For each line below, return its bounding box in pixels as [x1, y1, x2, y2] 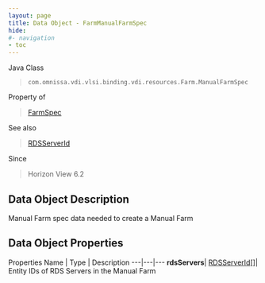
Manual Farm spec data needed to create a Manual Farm [8, 213, 194, 223]
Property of [8, 92, 46, 102]
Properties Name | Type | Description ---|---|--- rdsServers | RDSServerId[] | [8, 258, 258, 267]
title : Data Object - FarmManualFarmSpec [8, 19, 148, 27]
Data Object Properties [8, 236, 124, 250]
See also [8, 123, 37, 133]
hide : [8, 26, 26, 34]
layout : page [8, 11, 52, 20]
